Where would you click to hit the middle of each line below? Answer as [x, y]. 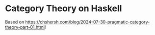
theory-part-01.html [25, 27]
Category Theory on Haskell [64, 9]
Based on [15, 22]
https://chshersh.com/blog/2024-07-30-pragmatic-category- [88, 22]
